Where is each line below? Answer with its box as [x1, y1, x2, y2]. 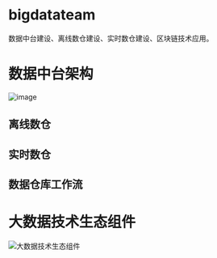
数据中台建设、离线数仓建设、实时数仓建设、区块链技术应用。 [8, 33, 214, 43]
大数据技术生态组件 [8, 213, 136, 231]
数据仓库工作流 [8, 178, 83, 192]
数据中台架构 [8, 65, 94, 83]
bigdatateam [8, 6, 96, 24]
